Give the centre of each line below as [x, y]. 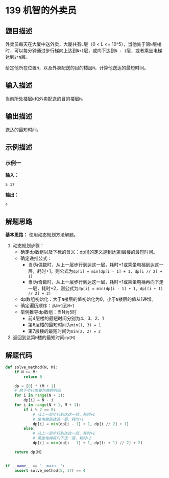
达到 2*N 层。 [18, 57]
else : [30, 429]
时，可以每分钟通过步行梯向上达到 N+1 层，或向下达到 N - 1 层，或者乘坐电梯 [84, 51]
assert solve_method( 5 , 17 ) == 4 [50, 470]
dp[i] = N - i [39, 400]
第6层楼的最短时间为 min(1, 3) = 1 [64, 325]
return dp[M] [28, 452]
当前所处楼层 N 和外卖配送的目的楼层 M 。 [46, 99]
